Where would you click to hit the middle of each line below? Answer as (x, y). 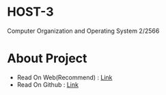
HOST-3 (30, 12)
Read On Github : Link (47, 84)
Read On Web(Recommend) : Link (65, 77)
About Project (47, 58)
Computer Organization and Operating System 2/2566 (83, 31)
